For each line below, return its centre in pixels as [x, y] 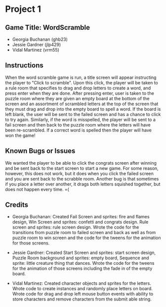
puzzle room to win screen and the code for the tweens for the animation [86, 238]
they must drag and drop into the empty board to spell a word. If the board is [83, 109]
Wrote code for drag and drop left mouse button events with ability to [83, 294]
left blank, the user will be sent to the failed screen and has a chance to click [83, 114]
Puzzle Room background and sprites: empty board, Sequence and [81, 258]
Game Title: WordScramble [48, 28]
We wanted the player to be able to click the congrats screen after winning [81, 163]
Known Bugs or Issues [40, 151]
